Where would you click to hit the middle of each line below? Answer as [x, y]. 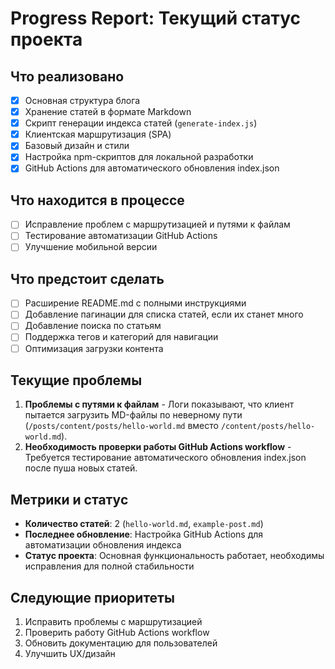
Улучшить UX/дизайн [70, 653]
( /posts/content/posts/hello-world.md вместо [121, 426]
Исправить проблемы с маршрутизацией [113, 621]
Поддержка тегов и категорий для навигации [121, 337]
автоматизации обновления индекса [103, 545]
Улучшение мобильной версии [91, 247]
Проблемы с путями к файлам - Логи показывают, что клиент [159, 404]
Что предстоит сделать [87, 278]
